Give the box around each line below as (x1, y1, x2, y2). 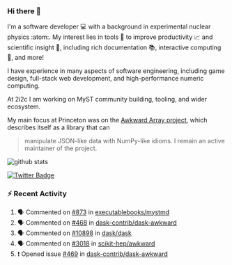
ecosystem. (7, 102, 41, 111)
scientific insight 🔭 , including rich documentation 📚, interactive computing (7, 43, 222, 51)
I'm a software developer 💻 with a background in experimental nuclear (7, 22, 211, 31)
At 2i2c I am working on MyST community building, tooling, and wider (7, 95, 208, 104)
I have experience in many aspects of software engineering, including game (7, 67, 225, 75)
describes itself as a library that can (7, 123, 110, 131)
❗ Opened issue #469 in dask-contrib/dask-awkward (17, 250, 169, 258)
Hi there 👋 (7, 6, 42, 16)
